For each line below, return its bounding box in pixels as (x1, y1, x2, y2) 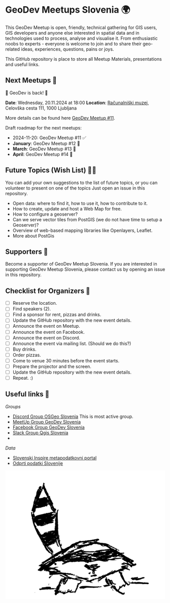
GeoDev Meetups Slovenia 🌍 (5, 4, 130, 16)
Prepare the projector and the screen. (12, 363, 91, 370)
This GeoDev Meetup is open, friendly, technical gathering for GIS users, (5, 24, 157, 31)
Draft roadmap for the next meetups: (5, 124, 82, 130)
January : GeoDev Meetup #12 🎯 (12, 140, 80, 146)
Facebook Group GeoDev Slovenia (12, 424, 85, 430)
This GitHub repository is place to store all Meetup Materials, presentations (5, 56, 162, 62)
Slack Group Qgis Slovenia (12, 429, 69, 436)
